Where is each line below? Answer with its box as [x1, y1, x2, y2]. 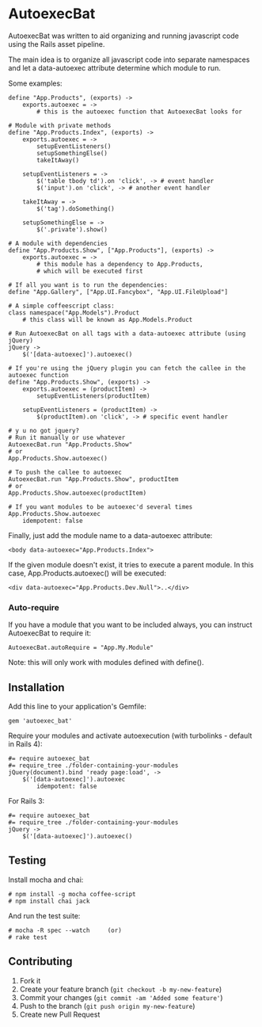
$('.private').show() [36, 225, 108, 234]
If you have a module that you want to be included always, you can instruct [8, 620, 253, 630]
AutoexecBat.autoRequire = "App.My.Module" [8, 643, 154, 652]
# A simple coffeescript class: [8, 302, 115, 310]
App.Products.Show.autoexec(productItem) [8, 489, 147, 497]
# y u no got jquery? [8, 426, 80, 434]
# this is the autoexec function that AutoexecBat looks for [36, 108, 243, 116]
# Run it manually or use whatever [8, 433, 126, 441]
